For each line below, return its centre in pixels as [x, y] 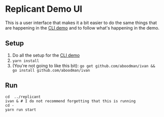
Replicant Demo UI [44, 9]
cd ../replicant [23, 97]
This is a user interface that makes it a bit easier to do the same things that [81, 23]
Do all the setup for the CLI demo [46, 55]
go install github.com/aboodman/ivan [51, 70]
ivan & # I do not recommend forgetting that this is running [70, 101]
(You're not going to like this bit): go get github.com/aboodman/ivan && [84, 65]
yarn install [26, 61]
